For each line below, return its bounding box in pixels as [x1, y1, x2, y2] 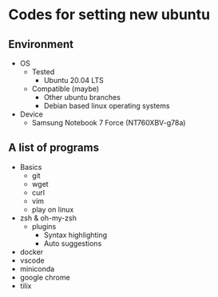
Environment [8, 38, 74, 51]
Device [19, 109, 44, 119]
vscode [19, 255, 46, 265]
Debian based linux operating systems [43, 101, 170, 110]
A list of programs [8, 141, 100, 155]
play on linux [31, 204, 74, 214]
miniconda [19, 263, 55, 273]
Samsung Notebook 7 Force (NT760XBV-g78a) [31, 118, 186, 127]
